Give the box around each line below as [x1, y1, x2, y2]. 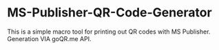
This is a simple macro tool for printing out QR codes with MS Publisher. [7, 27, 211, 36]
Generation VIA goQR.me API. [7, 34, 92, 42]
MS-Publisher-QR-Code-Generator [7, 5, 212, 21]
